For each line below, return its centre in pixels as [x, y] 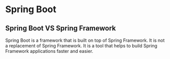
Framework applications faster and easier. [49, 51]
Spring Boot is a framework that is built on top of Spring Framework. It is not [85, 40]
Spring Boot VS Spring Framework [61, 28]
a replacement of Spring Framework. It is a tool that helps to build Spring [81, 46]
